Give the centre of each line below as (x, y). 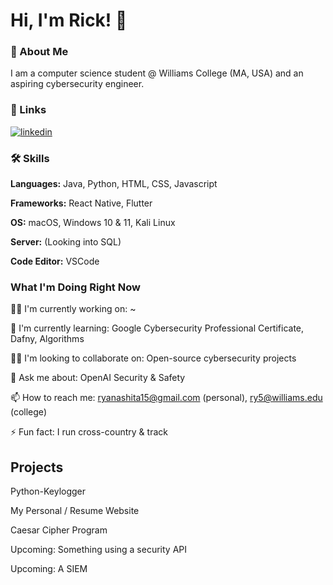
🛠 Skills (30, 158)
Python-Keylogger (48, 491)
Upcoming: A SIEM (49, 569)
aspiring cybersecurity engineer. (77, 84)
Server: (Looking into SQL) (66, 242)
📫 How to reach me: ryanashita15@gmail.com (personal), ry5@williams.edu (166, 398)
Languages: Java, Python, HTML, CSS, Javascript (114, 184)
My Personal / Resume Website (75, 511)
